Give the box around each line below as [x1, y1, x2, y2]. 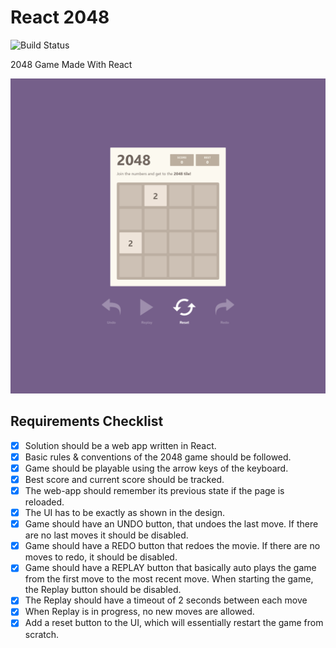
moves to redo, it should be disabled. [24, 551, 178, 563]
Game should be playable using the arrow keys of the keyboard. [24, 462, 289, 474]
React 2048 [10, 6, 110, 29]
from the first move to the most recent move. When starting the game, [24, 573, 314, 585]
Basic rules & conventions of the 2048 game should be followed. [24, 451, 292, 463]
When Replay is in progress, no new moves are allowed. [24, 606, 255, 618]
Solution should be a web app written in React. [24, 439, 217, 451]
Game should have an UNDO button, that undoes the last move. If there [24, 518, 319, 530]
